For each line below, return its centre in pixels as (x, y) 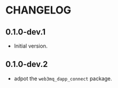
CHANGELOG (38, 10)
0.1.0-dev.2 (27, 64)
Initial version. (31, 46)
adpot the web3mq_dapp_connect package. (63, 78)
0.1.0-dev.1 (26, 32)
